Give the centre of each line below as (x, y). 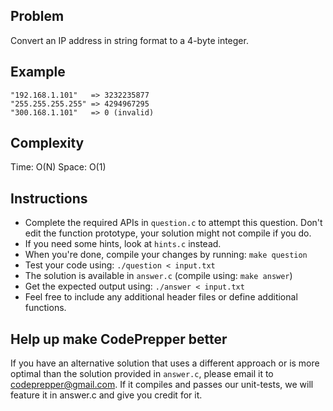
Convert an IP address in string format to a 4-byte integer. (129, 40)
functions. (45, 308)
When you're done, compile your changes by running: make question (166, 255)
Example (38, 72)
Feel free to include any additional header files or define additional (161, 297)
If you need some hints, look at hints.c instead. (123, 244)
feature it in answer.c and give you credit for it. (106, 395)
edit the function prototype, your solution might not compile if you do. (168, 233)
